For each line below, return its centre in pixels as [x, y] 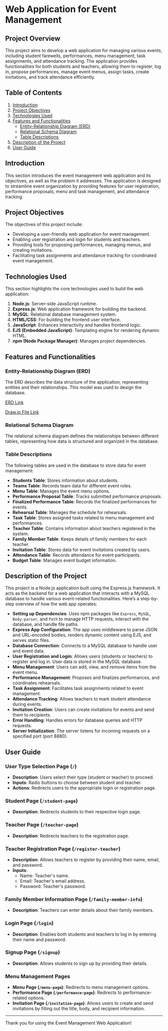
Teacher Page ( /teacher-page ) [42, 825]
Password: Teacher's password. [53, 886]
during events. [27, 704]
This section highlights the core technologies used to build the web [74, 289]
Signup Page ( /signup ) [32, 952]
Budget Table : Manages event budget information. [64, 560]
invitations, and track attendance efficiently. [50, 77]
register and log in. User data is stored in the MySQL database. [77, 662]
